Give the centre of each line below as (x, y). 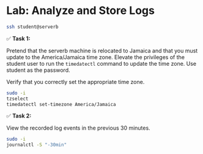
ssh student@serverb (33, 27)
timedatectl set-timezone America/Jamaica (61, 104)
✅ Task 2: (19, 116)
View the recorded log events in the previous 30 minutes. (79, 128)
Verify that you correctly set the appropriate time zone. (76, 82)
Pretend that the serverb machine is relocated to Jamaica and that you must (102, 51)
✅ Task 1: (18, 38)
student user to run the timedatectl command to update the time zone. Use (102, 63)
